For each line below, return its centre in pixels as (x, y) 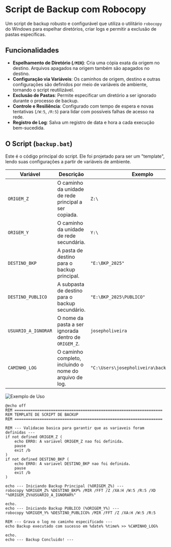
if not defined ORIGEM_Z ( (34, 437)
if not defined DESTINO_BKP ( (37, 459)
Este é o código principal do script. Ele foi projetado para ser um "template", (85, 156)
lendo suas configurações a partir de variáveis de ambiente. (68, 161)
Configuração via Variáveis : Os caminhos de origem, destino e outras (86, 79)
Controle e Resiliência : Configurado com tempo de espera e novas (83, 106)
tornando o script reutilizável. (43, 90)
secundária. (71, 242)
